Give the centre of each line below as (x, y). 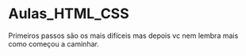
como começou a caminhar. (54, 43)
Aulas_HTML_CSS (69, 14)
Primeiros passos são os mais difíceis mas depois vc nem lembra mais (123, 35)
